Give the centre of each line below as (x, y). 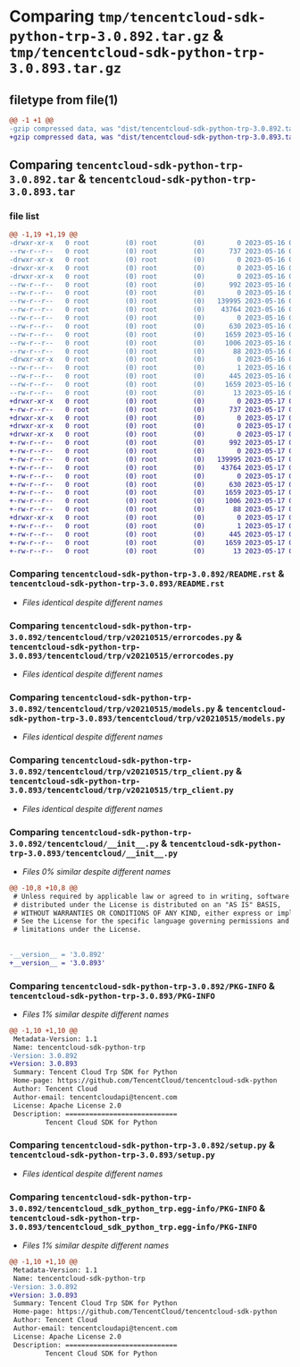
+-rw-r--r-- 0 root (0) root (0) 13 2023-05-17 (147, 551)
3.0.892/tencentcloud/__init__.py (84, 844)
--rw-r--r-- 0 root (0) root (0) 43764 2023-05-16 (147, 310)
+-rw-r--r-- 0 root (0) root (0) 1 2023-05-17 (147, 525)
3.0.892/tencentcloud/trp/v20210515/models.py (112, 709)
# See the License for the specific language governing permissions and (151, 921)
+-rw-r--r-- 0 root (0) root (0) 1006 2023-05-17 (147, 501)
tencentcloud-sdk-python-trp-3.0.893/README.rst (117, 584)
